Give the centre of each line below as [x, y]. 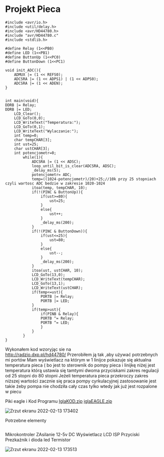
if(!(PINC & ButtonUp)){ [57, 192]
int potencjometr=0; [35, 153]
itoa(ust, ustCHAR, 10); [57, 270]
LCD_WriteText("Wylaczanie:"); [46, 131]
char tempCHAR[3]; [33, 140]
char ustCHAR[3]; [32, 148]
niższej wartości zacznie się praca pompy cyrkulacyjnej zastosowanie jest [81, 381]
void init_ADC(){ [23, 70]
